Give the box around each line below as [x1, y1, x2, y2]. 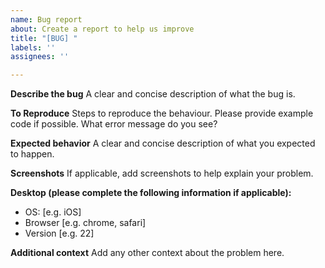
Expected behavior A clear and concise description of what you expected [10, 137, 316, 150]
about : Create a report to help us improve [10, 24, 195, 34]
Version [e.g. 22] [24, 227, 95, 240]
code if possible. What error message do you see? [10, 118, 218, 130]
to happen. [10, 148, 55, 160]
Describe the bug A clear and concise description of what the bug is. [10, 88, 296, 100]
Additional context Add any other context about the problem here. [10, 247, 285, 259]
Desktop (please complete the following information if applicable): [10, 187, 292, 199]
